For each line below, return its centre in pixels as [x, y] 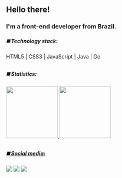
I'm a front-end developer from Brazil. [61, 27]
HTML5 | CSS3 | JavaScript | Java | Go [53, 56]
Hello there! [28, 10]
